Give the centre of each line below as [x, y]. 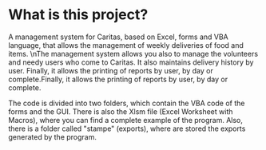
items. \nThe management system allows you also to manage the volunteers [133, 53]
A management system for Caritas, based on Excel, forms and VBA [119, 37]
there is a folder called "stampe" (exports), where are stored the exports [127, 128]
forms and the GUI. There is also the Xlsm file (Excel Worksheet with [121, 111]
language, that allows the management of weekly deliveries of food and [126, 45]
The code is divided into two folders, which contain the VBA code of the [127, 103]
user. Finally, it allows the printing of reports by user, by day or [111, 70]
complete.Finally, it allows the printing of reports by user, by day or [118, 79]
